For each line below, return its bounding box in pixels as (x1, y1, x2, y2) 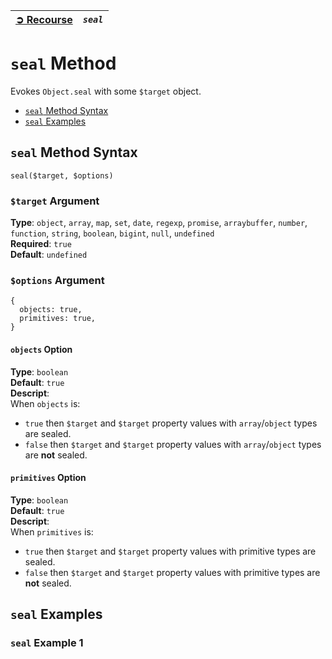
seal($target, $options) (10, 170, 114, 181)
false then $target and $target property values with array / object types (24, 438, 322, 450)
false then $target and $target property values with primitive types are (24, 566, 321, 578)
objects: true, (19, 305, 83, 315)
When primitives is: (10, 525, 94, 538)
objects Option (10, 343, 73, 355)
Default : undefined (10, 249, 88, 261)
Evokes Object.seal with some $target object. (10, 85, 202, 97)
